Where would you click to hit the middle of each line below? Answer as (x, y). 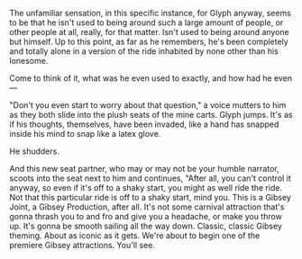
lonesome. (29, 61)
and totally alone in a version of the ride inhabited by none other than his (144, 51)
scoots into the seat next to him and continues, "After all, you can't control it (150, 178)
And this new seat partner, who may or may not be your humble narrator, (144, 169)
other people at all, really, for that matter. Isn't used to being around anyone (150, 32)
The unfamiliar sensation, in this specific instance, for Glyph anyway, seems (150, 13)
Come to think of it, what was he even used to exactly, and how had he (141, 78)
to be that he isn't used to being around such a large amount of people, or (146, 22)
